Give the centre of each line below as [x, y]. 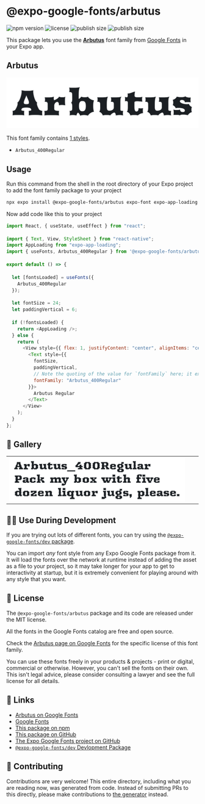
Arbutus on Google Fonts [47, 715]
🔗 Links [20, 700]
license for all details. [33, 681]
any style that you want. [37, 579]
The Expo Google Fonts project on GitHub [67, 741]
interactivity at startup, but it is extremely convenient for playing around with [102, 573]
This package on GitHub [45, 734]
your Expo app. [25, 46]
